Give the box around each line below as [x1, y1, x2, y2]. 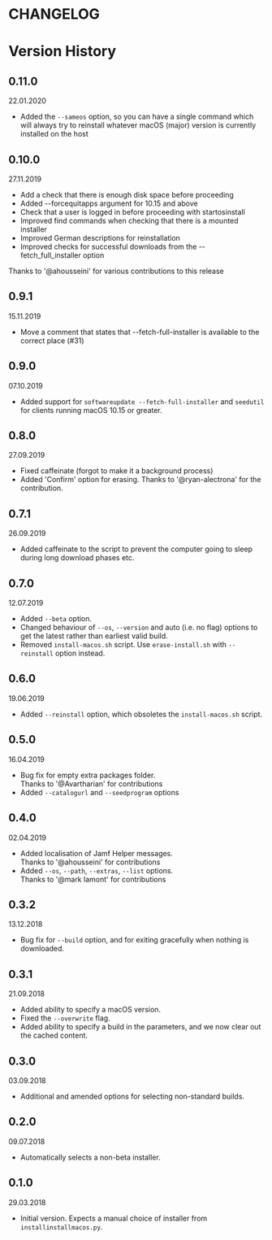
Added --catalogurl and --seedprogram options [19, 787, 179, 797]
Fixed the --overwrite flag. [19, 1013, 111, 1023]
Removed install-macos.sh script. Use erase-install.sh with [19, 640, 227, 650]
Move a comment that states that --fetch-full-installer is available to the [19, 327, 260, 337]
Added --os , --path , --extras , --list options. [19, 865, 174, 875]
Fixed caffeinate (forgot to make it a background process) [19, 466, 214, 476]
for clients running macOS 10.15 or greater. [19, 405, 162, 415]
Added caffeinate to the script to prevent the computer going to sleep [19, 544, 253, 554]
